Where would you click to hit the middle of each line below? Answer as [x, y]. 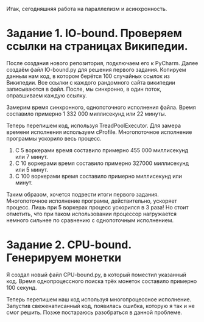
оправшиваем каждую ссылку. [47, 95]
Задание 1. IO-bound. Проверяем [94, 33]
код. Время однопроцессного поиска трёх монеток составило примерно [102, 281]
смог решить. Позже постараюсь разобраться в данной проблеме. [94, 312]
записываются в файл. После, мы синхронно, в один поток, [84, 89]
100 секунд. [22, 287]
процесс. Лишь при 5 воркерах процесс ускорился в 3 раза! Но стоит [97, 207]
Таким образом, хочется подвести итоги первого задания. [83, 194]
